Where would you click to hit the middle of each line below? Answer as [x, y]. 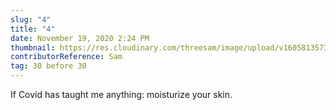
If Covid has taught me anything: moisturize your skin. [121, 94]
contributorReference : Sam [66, 57]
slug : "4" [31, 19]
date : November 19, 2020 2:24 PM [80, 38]
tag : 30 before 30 [48, 66]
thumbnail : [33, 47]
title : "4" [33, 29]
